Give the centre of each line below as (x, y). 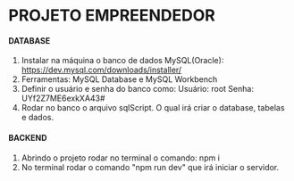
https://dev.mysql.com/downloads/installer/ (101, 70)
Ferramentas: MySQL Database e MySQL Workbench (119, 79)
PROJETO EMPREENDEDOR (112, 16)
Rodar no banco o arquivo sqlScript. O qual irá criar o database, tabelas (153, 108)
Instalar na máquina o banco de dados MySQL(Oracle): (122, 61)
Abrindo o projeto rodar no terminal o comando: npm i (121, 158)
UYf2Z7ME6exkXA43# (63, 98)
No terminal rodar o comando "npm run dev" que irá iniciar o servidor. (150, 167)
